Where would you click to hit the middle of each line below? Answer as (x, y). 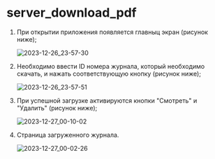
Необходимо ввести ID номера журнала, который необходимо (111, 66)
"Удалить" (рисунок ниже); (57, 108)
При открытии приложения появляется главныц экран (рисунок (112, 32)
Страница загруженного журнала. (68, 135)
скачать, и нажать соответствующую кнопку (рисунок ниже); (109, 74)
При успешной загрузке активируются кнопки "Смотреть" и (107, 100)
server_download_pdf (72, 13)
